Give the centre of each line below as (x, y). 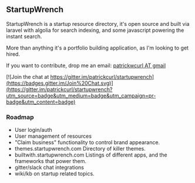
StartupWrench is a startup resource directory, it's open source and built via (98, 24)
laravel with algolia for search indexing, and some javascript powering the (95, 30)
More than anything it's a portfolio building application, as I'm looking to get (97, 48)
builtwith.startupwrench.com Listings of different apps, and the (91, 155)
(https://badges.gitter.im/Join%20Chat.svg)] (60, 83)
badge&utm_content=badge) (41, 102)
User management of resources (53, 136)
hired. (13, 54)
